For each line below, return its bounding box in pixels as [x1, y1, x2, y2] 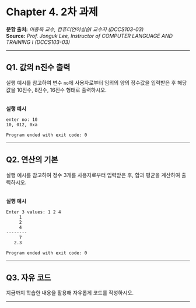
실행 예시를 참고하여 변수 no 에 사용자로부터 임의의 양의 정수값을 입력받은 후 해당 [6, 79, 187, 86]
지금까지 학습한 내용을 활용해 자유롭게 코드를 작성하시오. [6, 289, 134, 296]
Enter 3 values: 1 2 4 [6, 209, 61, 215]
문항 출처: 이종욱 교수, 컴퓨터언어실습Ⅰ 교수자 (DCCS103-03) [6, 26, 144, 33]
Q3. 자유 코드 [6, 272, 51, 282]
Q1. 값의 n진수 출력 [6, 63, 71, 72]
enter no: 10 [6, 116, 38, 123]
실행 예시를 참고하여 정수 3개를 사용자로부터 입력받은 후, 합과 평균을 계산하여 [6, 171, 181, 178]
